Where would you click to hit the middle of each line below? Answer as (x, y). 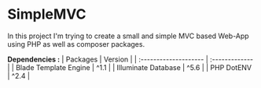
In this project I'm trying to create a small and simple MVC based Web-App (128, 36)
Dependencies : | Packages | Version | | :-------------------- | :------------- (130, 59)
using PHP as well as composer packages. (76, 44)
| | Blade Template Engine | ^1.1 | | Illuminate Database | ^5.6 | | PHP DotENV (130, 67)
